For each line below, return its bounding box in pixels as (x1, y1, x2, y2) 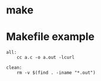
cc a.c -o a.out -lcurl (16, 55, 75, 61)
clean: (6, 65, 22, 71)
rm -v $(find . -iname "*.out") (16, 70, 96, 76)
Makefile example (6, 30, 95, 44)
